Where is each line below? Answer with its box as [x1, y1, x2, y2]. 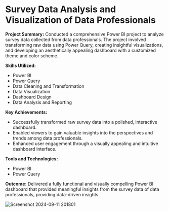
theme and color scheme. [5, 52, 59, 59]
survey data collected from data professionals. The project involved [5, 37, 146, 43]
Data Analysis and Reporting [12, 99, 72, 105]
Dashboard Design [12, 94, 52, 100]
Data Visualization [12, 88, 51, 94]
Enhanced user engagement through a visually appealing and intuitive [12, 140, 158, 147]
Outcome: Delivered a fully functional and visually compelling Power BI [5, 181, 153, 187]
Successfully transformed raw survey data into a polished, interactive [12, 119, 158, 125]
